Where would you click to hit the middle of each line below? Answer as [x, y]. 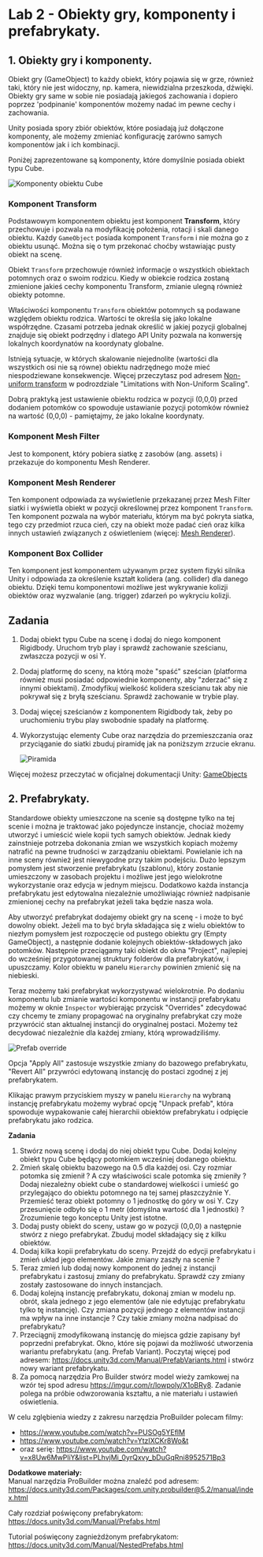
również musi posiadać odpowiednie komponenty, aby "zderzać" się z [133, 680]
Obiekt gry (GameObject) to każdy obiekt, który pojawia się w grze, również [131, 79]
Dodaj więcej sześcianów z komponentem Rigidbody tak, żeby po [126, 712]
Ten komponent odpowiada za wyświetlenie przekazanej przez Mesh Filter [129, 499]
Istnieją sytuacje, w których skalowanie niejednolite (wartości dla [113, 359]
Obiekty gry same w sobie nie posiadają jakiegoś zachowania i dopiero [123, 96]
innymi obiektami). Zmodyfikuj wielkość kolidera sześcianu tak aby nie [133, 688]
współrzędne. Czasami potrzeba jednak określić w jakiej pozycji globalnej [128, 327]
